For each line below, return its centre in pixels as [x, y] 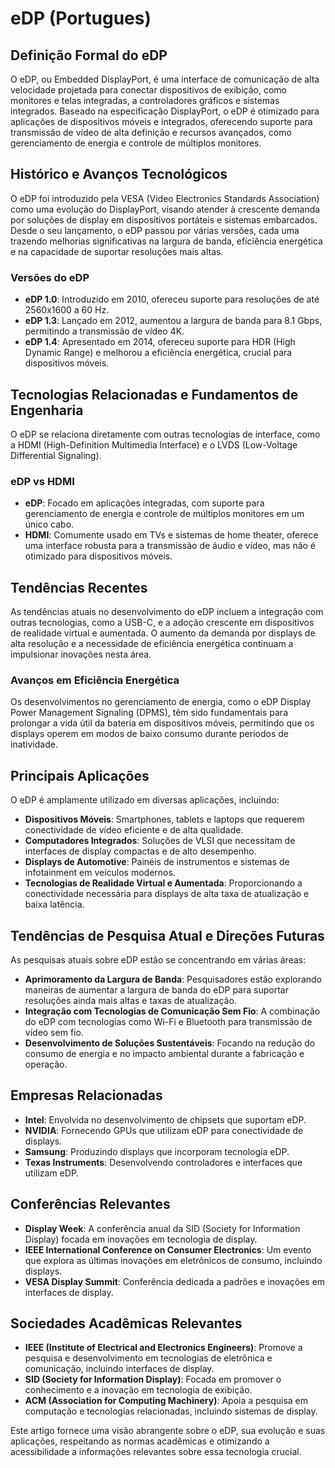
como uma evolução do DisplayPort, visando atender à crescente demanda [165, 209]
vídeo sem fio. [54, 1032]
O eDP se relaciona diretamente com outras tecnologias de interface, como [165, 434]
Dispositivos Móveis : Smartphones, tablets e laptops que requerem [164, 819]
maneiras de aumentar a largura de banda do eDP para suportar [156, 989]
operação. [46, 1064]
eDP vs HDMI [42, 481]
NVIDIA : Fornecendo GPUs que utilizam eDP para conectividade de [164, 1130]
